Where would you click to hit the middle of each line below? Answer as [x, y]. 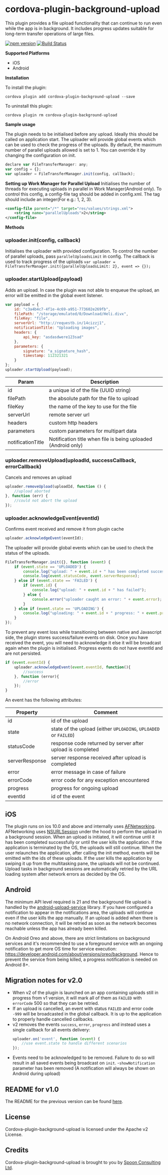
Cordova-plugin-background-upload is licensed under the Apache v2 [77, 1129]
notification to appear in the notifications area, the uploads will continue [79, 912]
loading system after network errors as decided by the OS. [65, 874]
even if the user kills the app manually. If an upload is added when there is [81, 918]
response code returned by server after [97, 743]
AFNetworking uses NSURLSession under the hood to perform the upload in [83, 831]
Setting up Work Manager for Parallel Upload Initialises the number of [78, 183]
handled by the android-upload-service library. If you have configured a [79, 907]
